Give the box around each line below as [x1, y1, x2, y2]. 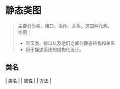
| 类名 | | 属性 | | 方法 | [5, 78, 52, 84]
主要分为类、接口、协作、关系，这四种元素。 [17, 23, 112, 29]
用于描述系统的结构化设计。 [25, 46, 84, 52]
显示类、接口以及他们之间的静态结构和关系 [25, 40, 115, 46]
